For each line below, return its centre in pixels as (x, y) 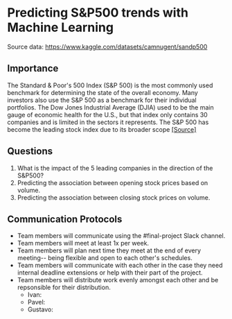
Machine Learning (61, 27)
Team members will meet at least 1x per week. (83, 243)
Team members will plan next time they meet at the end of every (109, 250)
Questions (30, 152)
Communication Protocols (65, 219)
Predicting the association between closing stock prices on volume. (114, 197)
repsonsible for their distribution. (64, 287)
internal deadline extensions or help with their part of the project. (110, 273)
